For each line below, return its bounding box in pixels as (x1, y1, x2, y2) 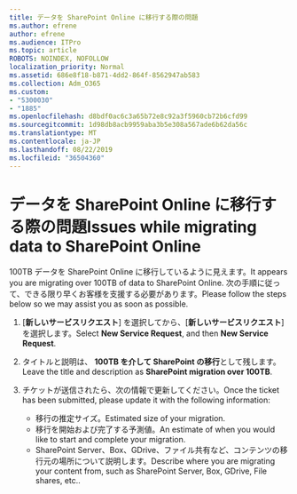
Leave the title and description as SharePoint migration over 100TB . (21, 366, 273, 378)
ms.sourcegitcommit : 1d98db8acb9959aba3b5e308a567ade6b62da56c (9, 121, 248, 130)
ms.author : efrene (9, 21, 77, 30)
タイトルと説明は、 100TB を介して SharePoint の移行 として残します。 (21, 356, 281, 367)
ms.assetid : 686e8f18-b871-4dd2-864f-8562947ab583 (9, 71, 200, 80)
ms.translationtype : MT (9, 129, 98, 138)
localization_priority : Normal (9, 63, 125, 72)
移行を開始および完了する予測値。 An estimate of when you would (35, 424, 276, 435)
